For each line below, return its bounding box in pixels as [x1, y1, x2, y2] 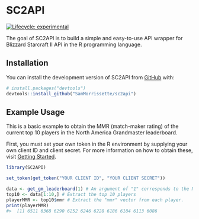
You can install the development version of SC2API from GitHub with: [6, 73, 175, 80]
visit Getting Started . [6, 153, 56, 160]
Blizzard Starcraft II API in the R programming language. [6, 41, 142, 48]
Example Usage [6, 107, 65, 117]
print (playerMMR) [6, 202, 49, 208]
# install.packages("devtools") [6, 85, 86, 91]
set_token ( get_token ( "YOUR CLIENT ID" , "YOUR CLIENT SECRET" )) [6, 175, 166, 181]
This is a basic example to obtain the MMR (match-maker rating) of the [6, 123, 179, 130]
